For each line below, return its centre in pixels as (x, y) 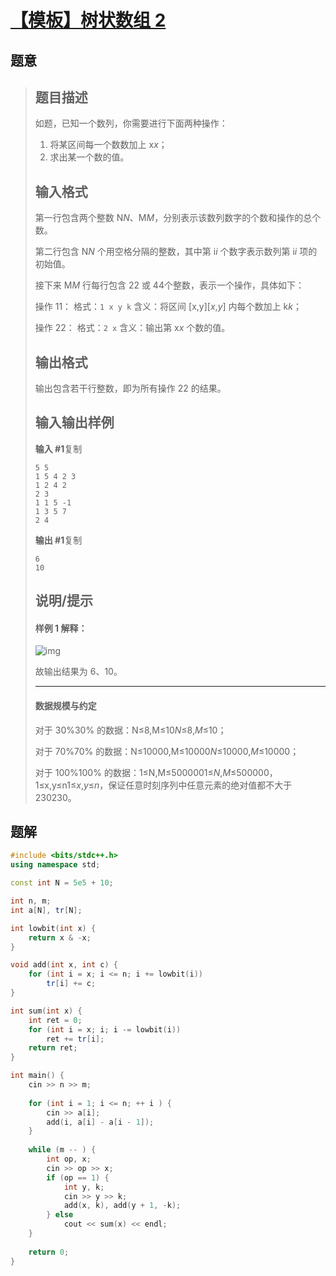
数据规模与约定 (65, 706)
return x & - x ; (60, 937)
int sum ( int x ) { (46, 1011)
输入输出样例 (74, 422)
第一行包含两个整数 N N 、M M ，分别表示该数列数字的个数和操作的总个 (178, 218)
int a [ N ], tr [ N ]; (46, 910)
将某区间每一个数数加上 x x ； (108, 145)
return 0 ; (49, 1252)
